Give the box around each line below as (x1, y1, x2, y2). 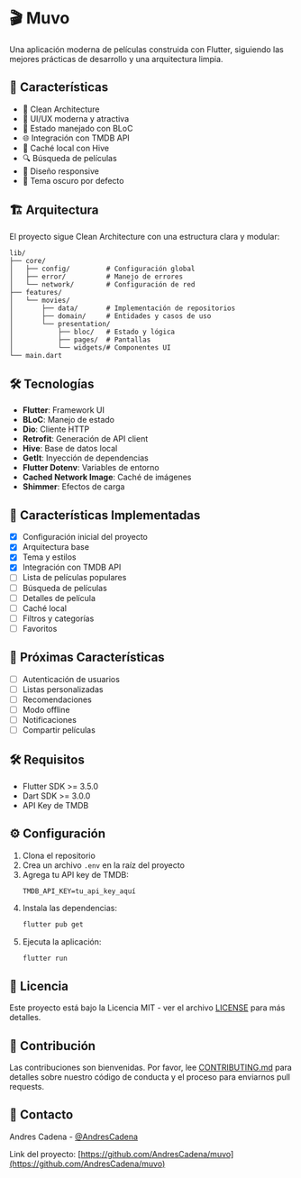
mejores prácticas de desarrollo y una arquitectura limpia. (9, 53, 223, 64)
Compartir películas (22, 724, 96, 735)
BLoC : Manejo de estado (22, 415, 115, 425)
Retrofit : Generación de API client (22, 434, 149, 444)
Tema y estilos (22, 552, 77, 562)
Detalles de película (22, 592, 96, 603)
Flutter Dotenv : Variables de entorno (22, 462, 160, 473)
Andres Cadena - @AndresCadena (9, 1131, 138, 1142)
